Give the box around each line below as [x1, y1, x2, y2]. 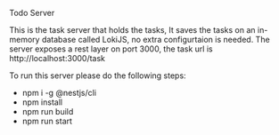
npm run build [21, 107, 74, 116]
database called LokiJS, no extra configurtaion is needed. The [41, 35, 270, 44]
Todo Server [9, 8, 55, 18]
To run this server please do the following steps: [9, 70, 186, 81]
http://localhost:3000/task [9, 53, 105, 63]
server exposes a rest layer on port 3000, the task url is [9, 44, 213, 54]
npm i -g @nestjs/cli [21, 88, 96, 98]
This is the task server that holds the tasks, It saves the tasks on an [9, 25, 256, 35]
